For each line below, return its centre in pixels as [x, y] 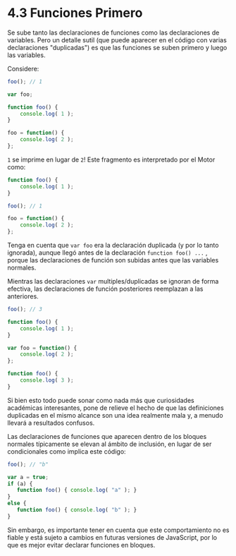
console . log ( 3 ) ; [47, 380]
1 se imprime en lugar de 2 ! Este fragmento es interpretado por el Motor [111, 159]
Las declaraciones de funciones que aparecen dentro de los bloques [107, 436]
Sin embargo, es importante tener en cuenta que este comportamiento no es [118, 530]
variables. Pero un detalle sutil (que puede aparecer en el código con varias [117, 40]
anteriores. [23, 296]
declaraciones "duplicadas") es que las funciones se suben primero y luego [117, 47]
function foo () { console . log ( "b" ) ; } [77, 510]
